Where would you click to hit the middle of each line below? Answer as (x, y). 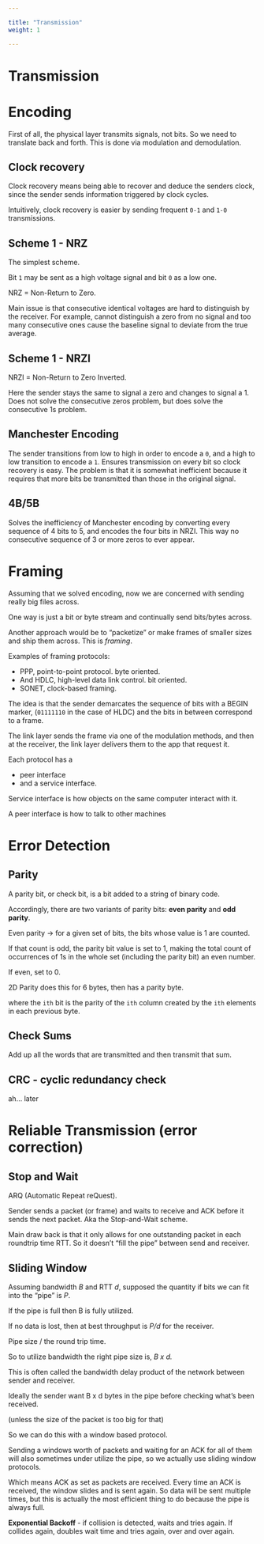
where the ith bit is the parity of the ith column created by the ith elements (132, 1002)
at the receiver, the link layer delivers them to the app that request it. (119, 744)
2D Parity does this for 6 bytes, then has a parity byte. (96, 987)
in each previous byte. (44, 1011)
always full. (26, 1508)
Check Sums (40, 1036)
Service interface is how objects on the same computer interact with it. (123, 798)
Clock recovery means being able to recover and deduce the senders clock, (131, 186)
